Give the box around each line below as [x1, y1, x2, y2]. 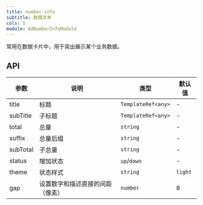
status [9, 157, 27, 165]
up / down [120, 157, 142, 165]
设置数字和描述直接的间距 [39, 180, 112, 188]
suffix [9, 134, 25, 142]
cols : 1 [6, 20, 26, 26]
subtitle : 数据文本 [6, 14, 52, 20]
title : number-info [6, 8, 56, 15]
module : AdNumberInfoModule [6, 25, 77, 32]
